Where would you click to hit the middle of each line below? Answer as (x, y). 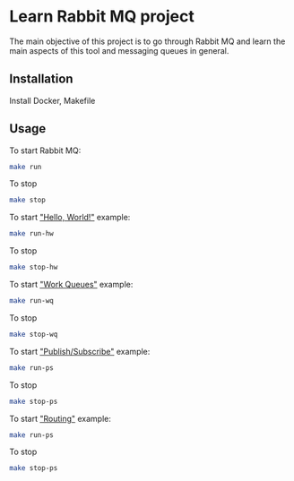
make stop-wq (34, 334)
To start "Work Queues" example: (71, 285)
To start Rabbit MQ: (45, 150)
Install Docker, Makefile (52, 100)
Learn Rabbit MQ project (102, 17)
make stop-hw (34, 267)
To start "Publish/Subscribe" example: (80, 351)
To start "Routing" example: (61, 418)
